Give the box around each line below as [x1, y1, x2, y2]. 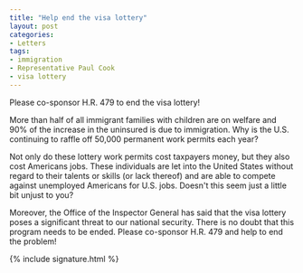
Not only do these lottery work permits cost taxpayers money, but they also [9, 151, 290, 162]
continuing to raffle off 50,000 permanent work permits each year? [9, 133, 260, 145]
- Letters [9, 38, 47, 48]
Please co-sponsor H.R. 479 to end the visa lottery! [9, 97, 201, 108]
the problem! [9, 236, 57, 247]
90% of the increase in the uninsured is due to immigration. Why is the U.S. [9, 124, 289, 135]
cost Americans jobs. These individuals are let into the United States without [9, 160, 294, 172]
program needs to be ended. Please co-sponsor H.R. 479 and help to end [9, 226, 283, 237]
